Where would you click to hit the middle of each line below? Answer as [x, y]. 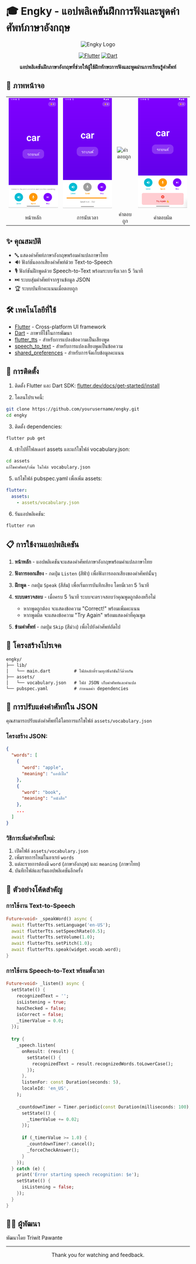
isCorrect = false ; [40, 1014]
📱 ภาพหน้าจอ [25, 86]
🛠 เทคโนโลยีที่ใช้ [31, 310]
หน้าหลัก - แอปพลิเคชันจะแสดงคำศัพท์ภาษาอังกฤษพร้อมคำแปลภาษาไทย [83, 561]
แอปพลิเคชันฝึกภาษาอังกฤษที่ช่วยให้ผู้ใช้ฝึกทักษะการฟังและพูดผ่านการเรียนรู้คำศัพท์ [98, 67]
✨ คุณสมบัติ [24, 241]
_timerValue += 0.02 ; [53, 1119]
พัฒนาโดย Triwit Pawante [34, 1238]
